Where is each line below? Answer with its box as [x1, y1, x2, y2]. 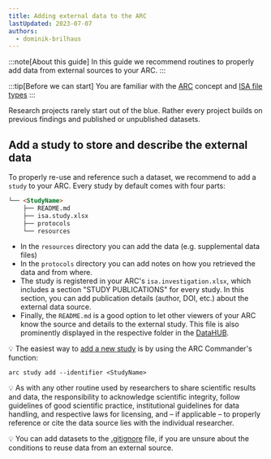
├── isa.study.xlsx [23, 212, 89, 220]
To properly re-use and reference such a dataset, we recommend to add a [8, 173, 257, 182]
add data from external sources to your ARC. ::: [8, 66, 166, 76]
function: [8, 353, 39, 363]
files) [19, 250, 38, 260]
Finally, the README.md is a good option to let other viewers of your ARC [19, 311, 256, 321]
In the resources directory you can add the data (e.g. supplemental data [19, 242, 260, 251]
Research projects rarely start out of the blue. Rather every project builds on [8, 106, 263, 116]
